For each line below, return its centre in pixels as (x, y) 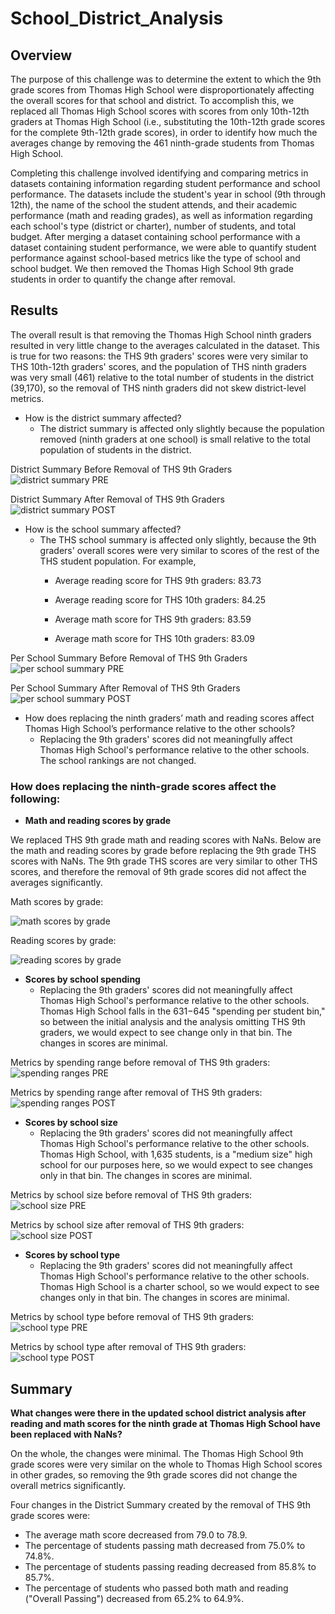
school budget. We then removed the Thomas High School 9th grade (152, 268)
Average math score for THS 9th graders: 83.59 (153, 619)
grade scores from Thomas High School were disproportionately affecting (162, 90)
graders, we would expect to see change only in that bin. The (166, 1033)
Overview (41, 55)
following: (35, 799)
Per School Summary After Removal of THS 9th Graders (125, 688)
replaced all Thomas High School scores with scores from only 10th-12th (160, 111)
